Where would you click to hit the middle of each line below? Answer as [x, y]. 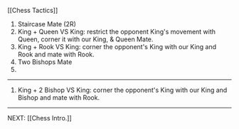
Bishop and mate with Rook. [59, 98]
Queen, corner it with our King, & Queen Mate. [85, 39]
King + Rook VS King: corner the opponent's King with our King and [117, 47]
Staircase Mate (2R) [47, 24]
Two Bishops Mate [45, 62]
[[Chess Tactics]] [33, 10]
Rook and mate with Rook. [56, 54]
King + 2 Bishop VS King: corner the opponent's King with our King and [122, 90]
